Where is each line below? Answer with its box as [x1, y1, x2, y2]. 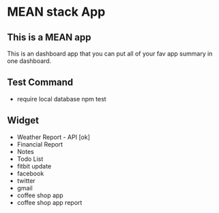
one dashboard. [7, 57, 52, 65]
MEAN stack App [7, 4, 106, 20]
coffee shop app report [16, 198, 83, 206]
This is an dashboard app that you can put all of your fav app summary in [7, 49, 213, 58]
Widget [7, 114, 40, 127]
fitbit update [16, 162, 52, 170]
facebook [16, 169, 44, 177]
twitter [16, 176, 35, 185]
